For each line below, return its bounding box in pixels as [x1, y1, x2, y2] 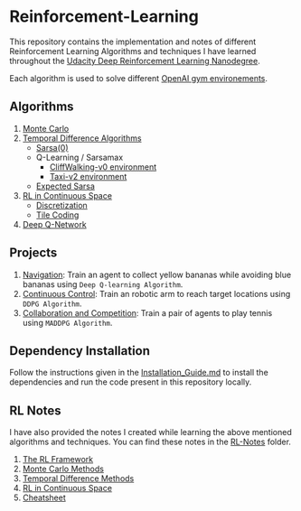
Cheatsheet [22, 492, 66, 503]
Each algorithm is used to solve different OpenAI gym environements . [9, 72, 268, 83]
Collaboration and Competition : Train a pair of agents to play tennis [22, 307, 273, 318]
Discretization [35, 200, 88, 210]
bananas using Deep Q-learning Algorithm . [22, 278, 183, 290]
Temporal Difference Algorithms [22, 133, 142, 144]
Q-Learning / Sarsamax [35, 152, 124, 163]
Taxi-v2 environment [49, 171, 127, 181]
